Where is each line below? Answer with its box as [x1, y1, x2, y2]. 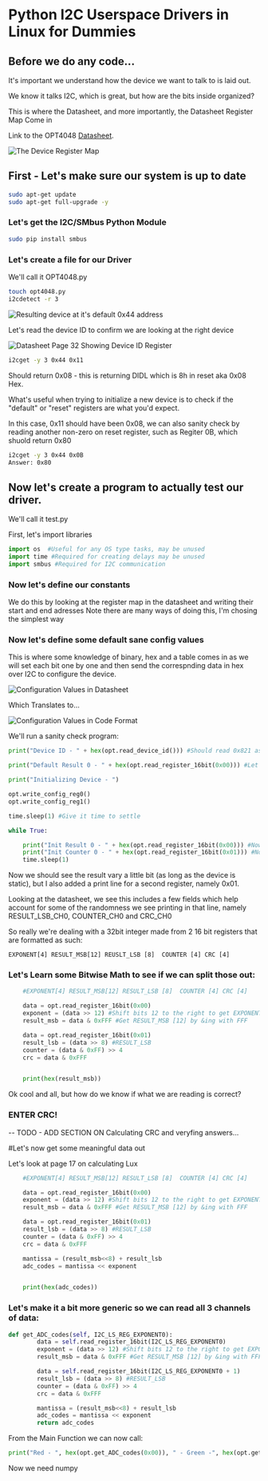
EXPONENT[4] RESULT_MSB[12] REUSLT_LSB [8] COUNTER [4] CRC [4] [8, 951, 230, 959]
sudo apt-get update [8, 190, 77, 198]
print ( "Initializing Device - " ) [8, 776, 120, 784]
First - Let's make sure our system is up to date [8, 170, 246, 183]
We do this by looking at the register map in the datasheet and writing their [8, 598, 254, 607]
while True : [8, 827, 48, 835]
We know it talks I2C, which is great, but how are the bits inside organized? [8, 91, 255, 101]
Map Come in [8, 115, 53, 125]
